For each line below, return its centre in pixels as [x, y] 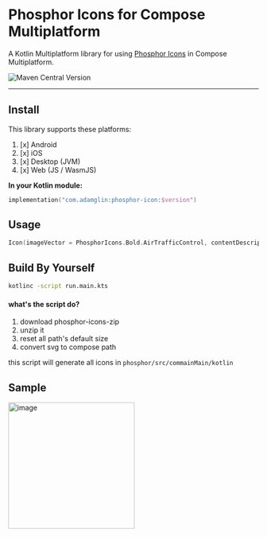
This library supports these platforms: [70, 129]
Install [24, 110]
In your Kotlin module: [46, 185]
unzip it [32, 330]
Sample [27, 387]
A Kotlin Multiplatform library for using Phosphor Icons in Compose [118, 53]
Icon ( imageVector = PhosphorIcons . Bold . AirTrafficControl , [108, 243]
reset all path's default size [64, 339]
